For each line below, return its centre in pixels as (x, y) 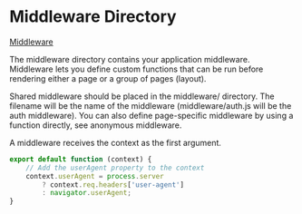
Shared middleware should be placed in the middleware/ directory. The (142, 96)
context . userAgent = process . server (95, 176)
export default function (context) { (81, 159)
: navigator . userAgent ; (87, 193)
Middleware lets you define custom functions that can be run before (136, 69)
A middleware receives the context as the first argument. (116, 142)
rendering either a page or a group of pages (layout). (108, 78)
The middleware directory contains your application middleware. (130, 59)
